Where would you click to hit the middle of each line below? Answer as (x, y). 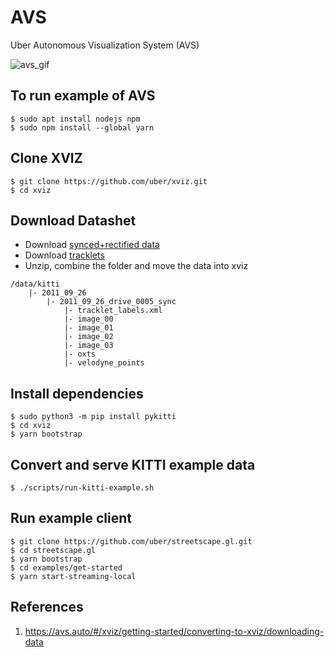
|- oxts (80, 354)
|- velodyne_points (104, 363)
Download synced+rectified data (92, 245)
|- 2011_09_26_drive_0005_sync (111, 302)
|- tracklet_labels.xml (113, 311)
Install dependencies (77, 393)
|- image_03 (88, 346)
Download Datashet (73, 220)
